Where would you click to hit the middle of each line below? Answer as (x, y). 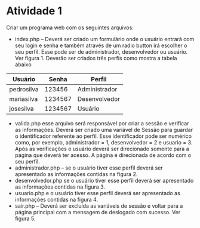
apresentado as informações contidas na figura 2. (76, 174)
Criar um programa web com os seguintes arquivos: (70, 27)
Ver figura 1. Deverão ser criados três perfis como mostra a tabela (96, 58)
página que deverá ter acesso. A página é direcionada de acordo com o (103, 155)
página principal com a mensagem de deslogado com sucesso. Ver (98, 212)
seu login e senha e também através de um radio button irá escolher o (101, 45)
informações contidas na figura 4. (56, 199)
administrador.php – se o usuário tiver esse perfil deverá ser (89, 168)
